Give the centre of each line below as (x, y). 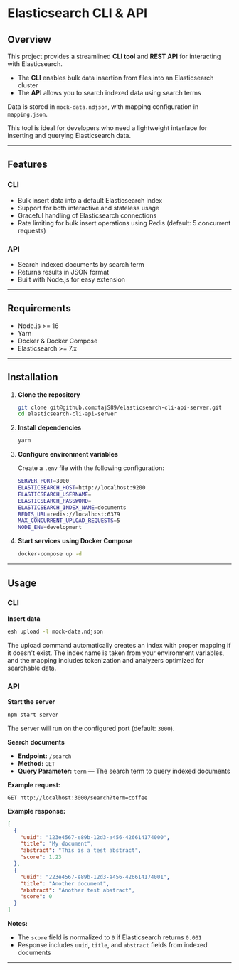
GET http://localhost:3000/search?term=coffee (78, 798)
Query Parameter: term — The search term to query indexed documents (124, 771)
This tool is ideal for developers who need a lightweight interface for (107, 128)
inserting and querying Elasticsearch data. (69, 135)
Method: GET (36, 763)
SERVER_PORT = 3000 (43, 481)
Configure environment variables (68, 454)
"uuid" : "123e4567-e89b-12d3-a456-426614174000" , (95, 837)
